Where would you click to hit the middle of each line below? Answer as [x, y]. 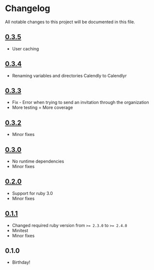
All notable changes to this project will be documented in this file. [70, 22]
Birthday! [21, 262]
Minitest [20, 230]
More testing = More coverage [42, 107]
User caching [25, 48]
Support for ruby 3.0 [32, 193]
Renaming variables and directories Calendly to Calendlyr [69, 75]
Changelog [28, 8]
